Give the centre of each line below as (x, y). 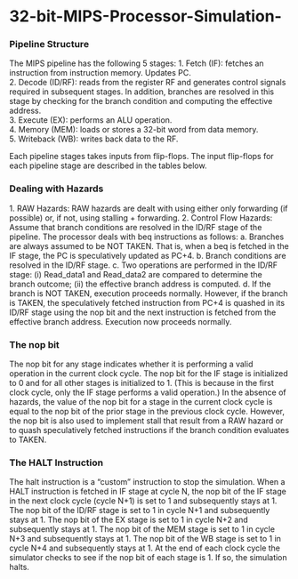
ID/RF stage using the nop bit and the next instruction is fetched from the (143, 312)
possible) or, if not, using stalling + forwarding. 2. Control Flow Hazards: (141, 217)
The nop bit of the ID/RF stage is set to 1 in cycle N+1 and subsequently (140, 511)
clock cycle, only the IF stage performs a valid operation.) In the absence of (148, 392)
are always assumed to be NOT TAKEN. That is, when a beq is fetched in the (149, 245)
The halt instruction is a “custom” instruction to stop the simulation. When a (147, 482)
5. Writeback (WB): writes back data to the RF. (94, 139)
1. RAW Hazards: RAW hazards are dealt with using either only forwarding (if (149, 208)
